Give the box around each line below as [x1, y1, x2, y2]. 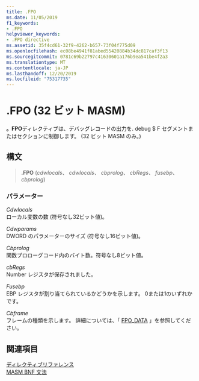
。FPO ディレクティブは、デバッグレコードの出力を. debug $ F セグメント [6, 125, 188, 133]
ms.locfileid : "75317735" [6, 76, 71, 82]
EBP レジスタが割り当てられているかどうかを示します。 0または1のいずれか [6, 290, 193, 297]
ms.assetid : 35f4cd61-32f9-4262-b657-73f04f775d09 [6, 43, 136, 49]
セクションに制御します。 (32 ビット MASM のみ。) [16, 133, 141, 140]
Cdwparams [6, 225, 37, 233]
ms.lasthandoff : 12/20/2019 [6, 71, 77, 77]
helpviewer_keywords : [6, 31, 61, 37]
